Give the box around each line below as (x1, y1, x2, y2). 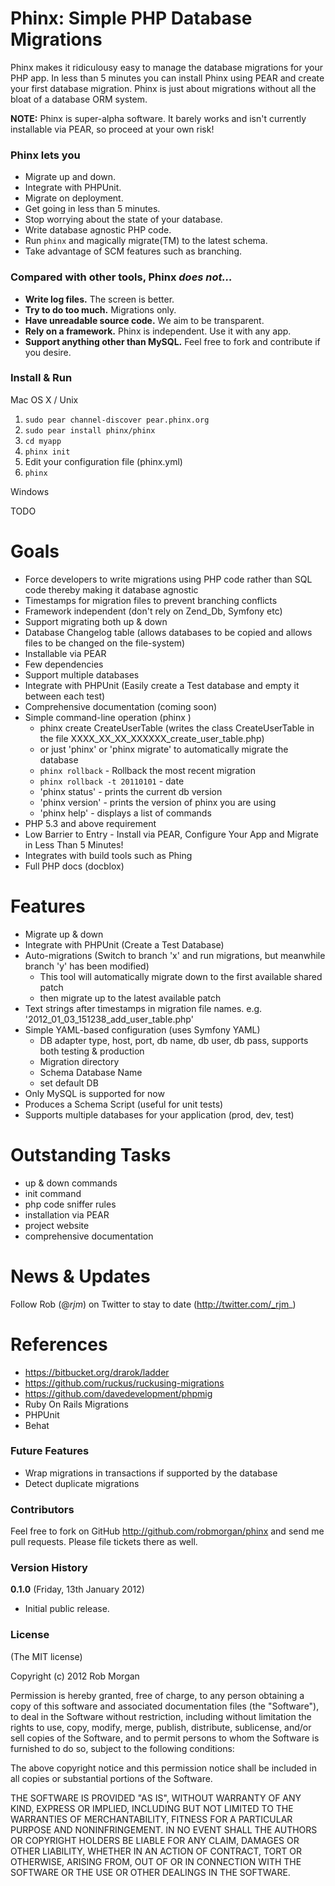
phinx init (24, 447, 71, 457)
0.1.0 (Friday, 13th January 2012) (10, 1583, 145, 1596)
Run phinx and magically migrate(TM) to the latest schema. (24, 235, 268, 247)
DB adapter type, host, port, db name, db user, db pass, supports (39, 1034, 309, 1046)
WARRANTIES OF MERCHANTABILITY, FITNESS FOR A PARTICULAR (10, 1813, 293, 1825)
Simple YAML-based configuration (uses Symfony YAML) (24, 1023, 261, 1036)
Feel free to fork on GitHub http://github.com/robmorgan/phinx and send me (10, 1525, 325, 1537)
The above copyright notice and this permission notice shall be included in (10, 1762, 317, 1774)
